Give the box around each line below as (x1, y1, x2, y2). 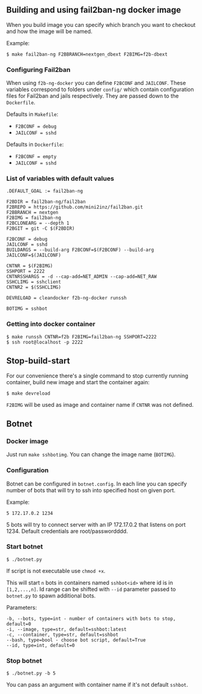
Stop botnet (6, 656, 43, 665)
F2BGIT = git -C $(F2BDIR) (6, 225, 75, 232)
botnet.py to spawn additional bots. (6, 592, 96, 599)
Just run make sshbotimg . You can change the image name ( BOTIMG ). (6, 451, 176, 458)
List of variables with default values (6, 174, 115, 183)
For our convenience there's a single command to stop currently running (6, 372, 189, 379)
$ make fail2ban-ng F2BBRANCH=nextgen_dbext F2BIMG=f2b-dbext (6, 51, 168, 57)
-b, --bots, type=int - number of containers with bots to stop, (6, 615, 176, 622)
